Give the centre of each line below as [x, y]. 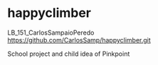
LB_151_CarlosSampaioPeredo [51, 32]
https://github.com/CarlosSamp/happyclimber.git [79, 40]
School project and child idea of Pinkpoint [69, 54]
